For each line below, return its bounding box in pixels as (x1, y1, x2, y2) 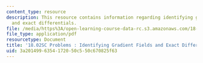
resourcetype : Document (6, 37, 66, 43)
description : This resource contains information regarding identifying (6, 14, 193, 20)
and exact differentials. (11, 20, 77, 26)
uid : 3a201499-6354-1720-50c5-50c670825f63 (6, 48, 118, 54)
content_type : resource (6, 8, 66, 15)
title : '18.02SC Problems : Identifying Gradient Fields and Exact (6, 43, 180, 49)
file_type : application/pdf (6, 31, 77, 37)
